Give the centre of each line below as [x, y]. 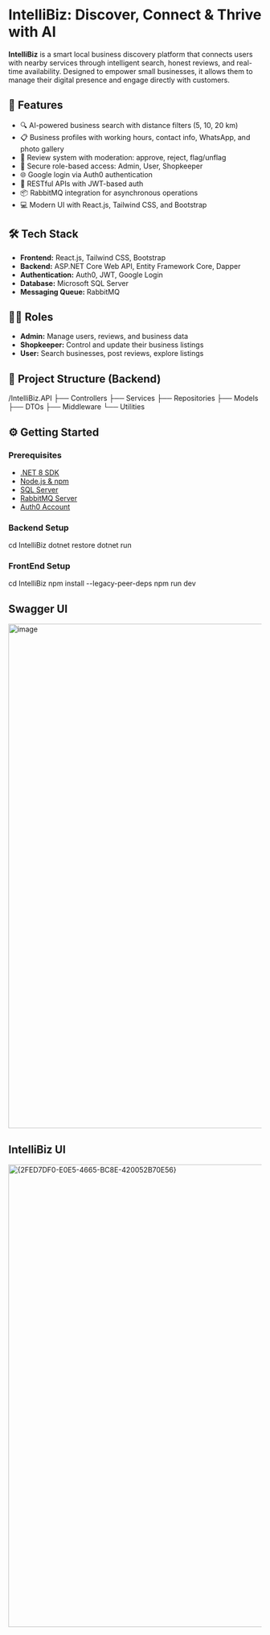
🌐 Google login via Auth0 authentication [86, 174]
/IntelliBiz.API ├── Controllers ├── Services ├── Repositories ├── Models [133, 398]
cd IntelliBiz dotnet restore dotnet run [70, 545]
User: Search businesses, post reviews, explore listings [112, 354]
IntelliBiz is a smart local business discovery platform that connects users [131, 54]
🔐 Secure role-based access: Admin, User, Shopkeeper [111, 166]
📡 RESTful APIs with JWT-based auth [82, 184]
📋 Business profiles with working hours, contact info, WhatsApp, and [135, 137]
